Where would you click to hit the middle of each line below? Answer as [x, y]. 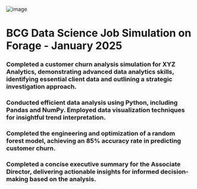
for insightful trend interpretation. [56, 118]
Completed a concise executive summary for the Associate [93, 164]
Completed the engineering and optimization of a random [91, 133]
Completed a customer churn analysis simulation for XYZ [91, 64]
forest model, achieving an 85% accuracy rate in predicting [94, 141]
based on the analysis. [63, 179]
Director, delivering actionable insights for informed [83, 171]
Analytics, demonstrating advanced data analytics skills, [90, 72]
